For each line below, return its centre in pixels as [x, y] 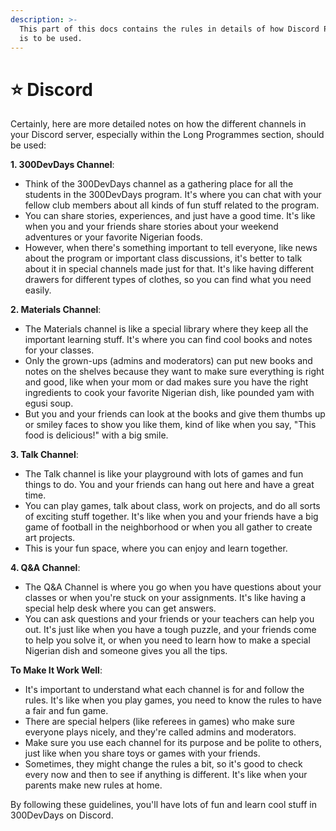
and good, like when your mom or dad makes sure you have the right [166, 382]
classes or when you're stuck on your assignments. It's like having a [165, 598]
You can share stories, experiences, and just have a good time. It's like [170, 216]
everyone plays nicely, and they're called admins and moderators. [160, 732]
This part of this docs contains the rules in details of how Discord [169, 29]
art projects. [50, 538]
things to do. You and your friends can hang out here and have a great [169, 485]
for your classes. [59, 350]
